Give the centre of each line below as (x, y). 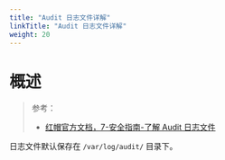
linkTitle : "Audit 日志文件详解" (68, 26)
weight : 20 (30, 34)
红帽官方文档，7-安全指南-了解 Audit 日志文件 (130, 128)
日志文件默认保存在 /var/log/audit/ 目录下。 (94, 147)
